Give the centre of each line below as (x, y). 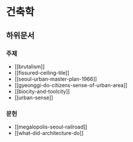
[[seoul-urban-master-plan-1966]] (56, 79)
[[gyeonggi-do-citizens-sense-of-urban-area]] (71, 85)
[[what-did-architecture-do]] (49, 133)
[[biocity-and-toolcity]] (42, 91)
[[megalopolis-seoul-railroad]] (51, 127)
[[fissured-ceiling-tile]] (42, 72)
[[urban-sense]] (34, 98)
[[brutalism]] (29, 66)
